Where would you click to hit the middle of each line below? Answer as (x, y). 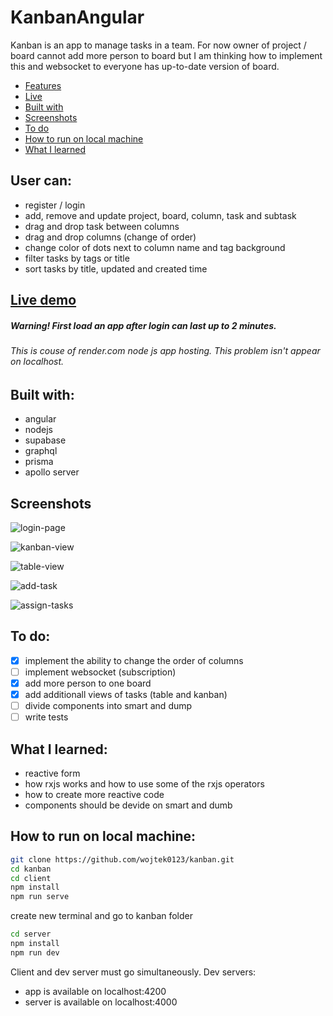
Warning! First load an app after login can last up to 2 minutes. (143, 325)
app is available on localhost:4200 (95, 991)
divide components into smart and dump (108, 706)
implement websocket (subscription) (100, 672)
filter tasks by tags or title (77, 258)
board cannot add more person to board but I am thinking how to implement (166, 55)
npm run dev (35, 952)
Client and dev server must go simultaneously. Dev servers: (133, 972)
